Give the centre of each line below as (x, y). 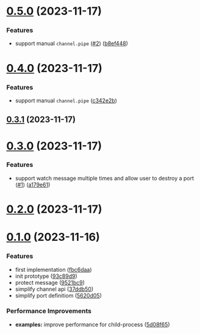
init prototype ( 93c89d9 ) (46, 276)
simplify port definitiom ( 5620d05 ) (58, 295)
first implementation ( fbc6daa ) (54, 269)
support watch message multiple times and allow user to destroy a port (104, 178)
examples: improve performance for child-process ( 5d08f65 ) (92, 324)
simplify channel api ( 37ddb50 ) (54, 289)
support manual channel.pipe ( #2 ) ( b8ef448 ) (71, 43)
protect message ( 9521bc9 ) (50, 282)
